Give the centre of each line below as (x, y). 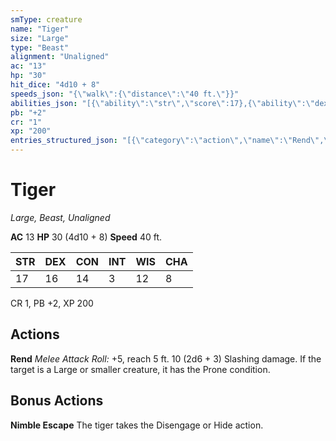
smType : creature (46, 19)
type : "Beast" (40, 47)
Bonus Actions (57, 401)
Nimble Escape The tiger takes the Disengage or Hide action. (137, 425)
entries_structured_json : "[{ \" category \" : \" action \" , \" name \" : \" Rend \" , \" (171, 141)
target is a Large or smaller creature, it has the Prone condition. (140, 369)
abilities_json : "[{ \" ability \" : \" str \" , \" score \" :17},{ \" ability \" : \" (163, 103)
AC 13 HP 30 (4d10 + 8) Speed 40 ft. (86, 237)
